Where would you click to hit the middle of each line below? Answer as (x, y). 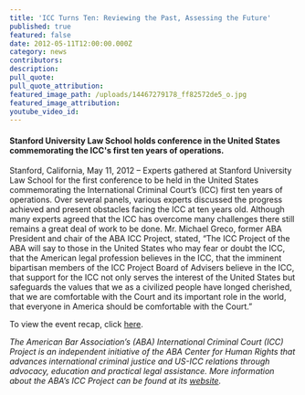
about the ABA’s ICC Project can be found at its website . (116, 381)
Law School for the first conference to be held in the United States (134, 180)
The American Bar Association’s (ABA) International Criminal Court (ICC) (147, 342)
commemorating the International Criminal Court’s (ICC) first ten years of (146, 190)
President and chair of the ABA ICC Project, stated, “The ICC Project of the (150, 239)
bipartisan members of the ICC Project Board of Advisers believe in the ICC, (152, 268)
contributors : (37, 60)
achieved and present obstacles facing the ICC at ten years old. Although (147, 209)
